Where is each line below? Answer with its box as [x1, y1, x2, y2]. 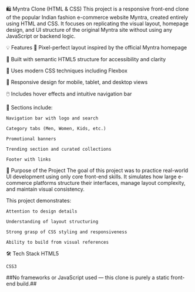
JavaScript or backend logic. [6, 32, 76, 39]
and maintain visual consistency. [6, 185, 85, 193]
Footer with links [6, 157, 51, 162]
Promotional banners [6, 136, 57, 142]
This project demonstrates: [6, 197, 72, 204]
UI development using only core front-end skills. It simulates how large [6, 173, 177, 180]
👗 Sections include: [6, 104, 53, 111]
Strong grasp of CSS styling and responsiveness [6, 229, 127, 235]
